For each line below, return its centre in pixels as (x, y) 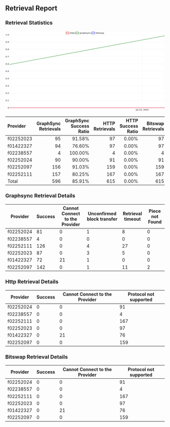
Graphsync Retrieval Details (40, 196)
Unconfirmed (102, 214)
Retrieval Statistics (29, 23)
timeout (132, 219)
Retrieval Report (31, 8)
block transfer (102, 219)
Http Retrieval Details (32, 282)
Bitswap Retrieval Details (37, 356)
